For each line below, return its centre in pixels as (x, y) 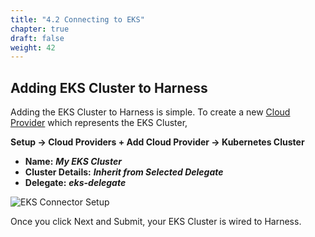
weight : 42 (33, 47)
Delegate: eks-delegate (75, 183)
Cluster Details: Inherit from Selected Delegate (124, 172)
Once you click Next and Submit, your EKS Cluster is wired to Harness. (156, 222)
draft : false (37, 38)
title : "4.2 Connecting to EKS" (77, 19)
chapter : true (40, 29)
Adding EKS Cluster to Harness (109, 87)
